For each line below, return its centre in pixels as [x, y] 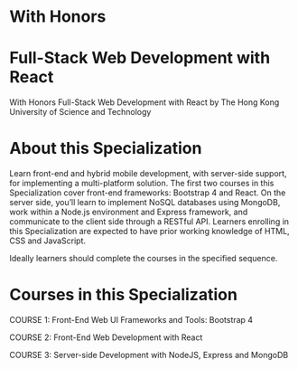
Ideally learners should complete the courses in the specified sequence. [144, 259]
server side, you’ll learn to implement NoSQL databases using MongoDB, [145, 203]
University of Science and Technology [80, 112]
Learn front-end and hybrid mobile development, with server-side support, [148, 174]
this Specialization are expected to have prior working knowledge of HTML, [150, 232]
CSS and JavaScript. [48, 241]
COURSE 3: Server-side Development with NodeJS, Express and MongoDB [149, 355]
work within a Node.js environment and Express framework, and [129, 212]
